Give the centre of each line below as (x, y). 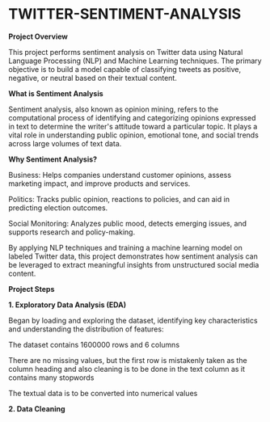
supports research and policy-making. (72, 232)
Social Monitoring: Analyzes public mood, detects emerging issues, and (128, 223)
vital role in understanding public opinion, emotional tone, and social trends (133, 135)
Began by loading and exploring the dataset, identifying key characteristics (133, 320)
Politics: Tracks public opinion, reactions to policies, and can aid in (119, 199)
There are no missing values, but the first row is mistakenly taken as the (128, 360)
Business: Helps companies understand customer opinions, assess (120, 175)
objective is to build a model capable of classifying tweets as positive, (124, 69)
